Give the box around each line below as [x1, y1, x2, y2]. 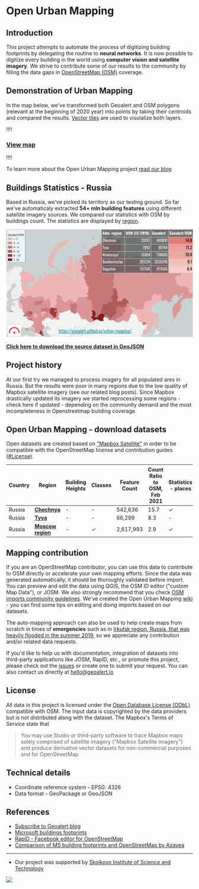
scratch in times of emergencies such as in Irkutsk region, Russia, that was [6, 625, 190, 632]
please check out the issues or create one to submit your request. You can [6, 662, 188, 669]
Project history [6, 360, 62, 370]
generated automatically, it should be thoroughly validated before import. [6, 576, 185, 583]
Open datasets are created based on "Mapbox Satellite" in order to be [6, 440, 176, 447]
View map [6, 141, 36, 149]
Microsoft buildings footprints [14, 829, 87, 836]
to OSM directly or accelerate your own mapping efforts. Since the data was [6, 569, 192, 576]
